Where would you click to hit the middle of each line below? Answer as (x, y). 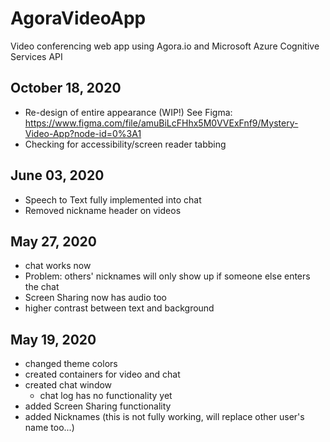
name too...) (49, 428)
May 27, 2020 (53, 241)
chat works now (58, 266)
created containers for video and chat (102, 374)
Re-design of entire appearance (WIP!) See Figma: (128, 112)
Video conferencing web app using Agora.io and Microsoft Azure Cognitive (165, 46)
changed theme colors (71, 364)
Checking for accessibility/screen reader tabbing (125, 144)
